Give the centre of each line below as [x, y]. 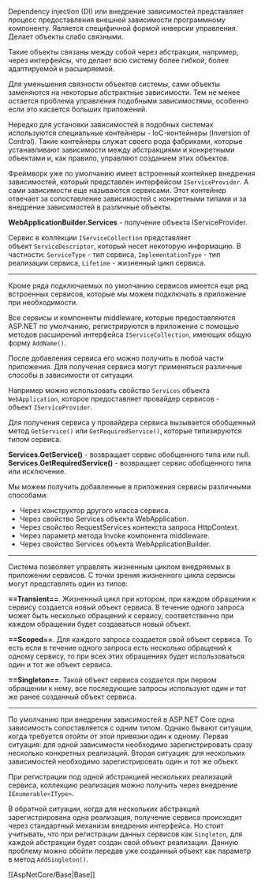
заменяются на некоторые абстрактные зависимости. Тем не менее [124, 92]
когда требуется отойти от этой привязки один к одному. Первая [118, 736]
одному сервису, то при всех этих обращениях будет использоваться [126, 656]
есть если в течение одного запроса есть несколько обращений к [120, 648]
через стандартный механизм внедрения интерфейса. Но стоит [116, 826]
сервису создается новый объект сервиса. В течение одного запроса [126, 607]
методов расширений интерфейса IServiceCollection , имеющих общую [130, 334]
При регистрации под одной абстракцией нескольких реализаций [120, 777]
